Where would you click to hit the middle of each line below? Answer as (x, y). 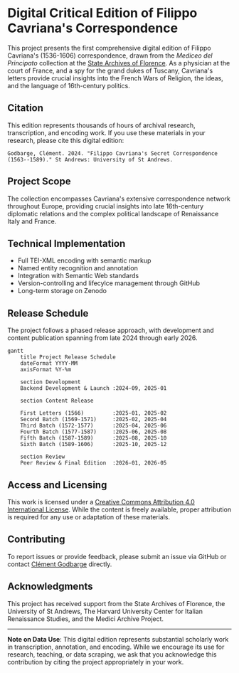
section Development (51, 382)
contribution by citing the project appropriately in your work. (96, 662)
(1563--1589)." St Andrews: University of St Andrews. (90, 159)
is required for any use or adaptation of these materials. (89, 517)
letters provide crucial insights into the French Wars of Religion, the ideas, (116, 78)
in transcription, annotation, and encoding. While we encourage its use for (116, 647)
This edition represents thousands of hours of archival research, (101, 125)
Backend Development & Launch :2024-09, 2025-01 (94, 388)
